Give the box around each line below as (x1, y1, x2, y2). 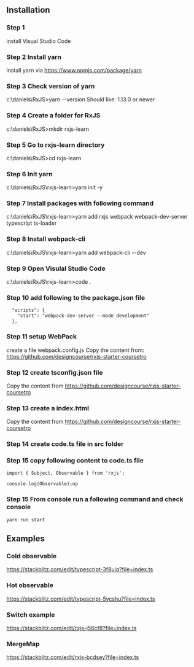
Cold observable (6, 552, 57, 561)
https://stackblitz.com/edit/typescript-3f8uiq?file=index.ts (6, 566, 153, 573)
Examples (6, 534, 45, 544)
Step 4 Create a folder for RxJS (6, 111, 101, 120)
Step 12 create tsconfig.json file (6, 368, 103, 376)
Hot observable (6, 581, 53, 590)
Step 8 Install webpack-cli (6, 235, 86, 243)
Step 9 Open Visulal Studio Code (6, 264, 106, 273)
